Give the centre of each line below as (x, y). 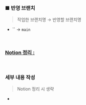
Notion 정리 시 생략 (35, 89)
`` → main (21, 29)
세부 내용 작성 (20, 77)
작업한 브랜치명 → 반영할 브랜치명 (49, 20)
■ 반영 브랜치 (20, 8)
